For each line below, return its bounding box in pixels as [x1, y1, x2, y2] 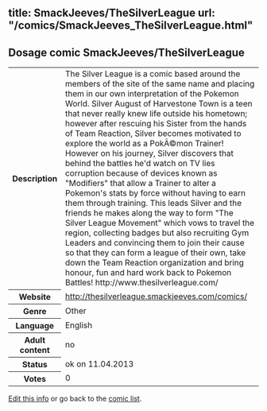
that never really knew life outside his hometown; [64, 108, 248, 119]
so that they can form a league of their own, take [64, 247, 246, 258]
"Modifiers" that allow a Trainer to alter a [64, 178, 217, 189]
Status [21, 359, 48, 370]
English [64, 320, 93, 331]
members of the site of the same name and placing [64, 79, 255, 90]
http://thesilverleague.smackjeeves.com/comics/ [64, 290, 248, 301]
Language [15, 320, 54, 331]
